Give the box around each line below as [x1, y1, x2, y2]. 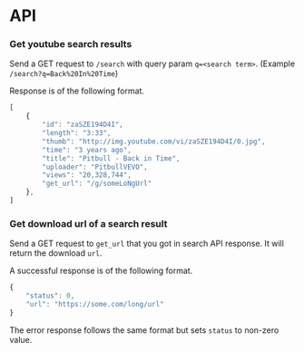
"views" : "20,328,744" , [42, 171, 132, 180]
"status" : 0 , [25, 291, 75, 300]
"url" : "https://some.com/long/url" [25, 300, 165, 309]
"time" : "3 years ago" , [42, 145, 132, 154]
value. [9, 334, 33, 345]
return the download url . [9, 248, 103, 259]
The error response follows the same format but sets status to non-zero [9, 324, 279, 336]
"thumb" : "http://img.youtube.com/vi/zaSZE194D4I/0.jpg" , [42, 137, 266, 146]
